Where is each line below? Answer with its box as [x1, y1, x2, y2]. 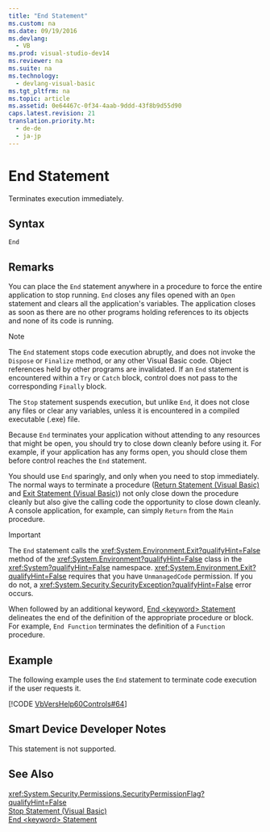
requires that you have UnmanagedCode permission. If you [68, 571, 254, 582]
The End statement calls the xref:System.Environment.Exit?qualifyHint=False [8, 546, 261, 556]
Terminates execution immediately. [8, 193, 124, 203]
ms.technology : [8, 72, 60, 80]
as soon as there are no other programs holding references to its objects [8, 308, 249, 317]
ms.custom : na [8, 19, 56, 27]
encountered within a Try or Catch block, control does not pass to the [8, 373, 238, 383]
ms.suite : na [8, 65, 52, 73]
